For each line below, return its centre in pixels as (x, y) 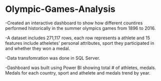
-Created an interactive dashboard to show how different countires (74, 23)
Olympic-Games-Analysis (60, 9)
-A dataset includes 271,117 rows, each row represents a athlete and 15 (77, 38)
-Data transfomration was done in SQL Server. (53, 58)
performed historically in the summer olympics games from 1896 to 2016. (80, 28)
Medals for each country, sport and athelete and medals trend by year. (78, 73)
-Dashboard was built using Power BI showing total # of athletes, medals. (81, 68)
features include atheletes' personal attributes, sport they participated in (80, 43)
